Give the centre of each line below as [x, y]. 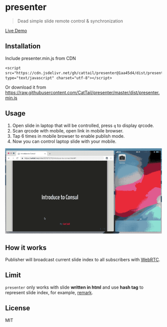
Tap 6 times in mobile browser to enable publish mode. [69, 136]
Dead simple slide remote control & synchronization [70, 21]
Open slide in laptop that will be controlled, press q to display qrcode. [83, 125]
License [18, 308]
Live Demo [16, 30]
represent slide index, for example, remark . [49, 292]
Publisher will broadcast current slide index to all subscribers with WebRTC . [83, 260]
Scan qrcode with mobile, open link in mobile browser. [68, 130]
